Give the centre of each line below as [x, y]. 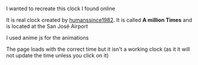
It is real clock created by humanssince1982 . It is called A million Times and [99, 20]
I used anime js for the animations [48, 38]
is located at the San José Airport [47, 26]
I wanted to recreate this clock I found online [61, 9]
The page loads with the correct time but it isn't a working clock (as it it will [98, 49]
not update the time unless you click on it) [57, 55]
